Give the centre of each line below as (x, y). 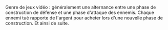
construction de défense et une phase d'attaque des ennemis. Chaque (80, 12)
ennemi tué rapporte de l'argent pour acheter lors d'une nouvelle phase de (84, 18)
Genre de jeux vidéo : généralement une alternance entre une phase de (81, 7)
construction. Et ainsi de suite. (37, 23)
